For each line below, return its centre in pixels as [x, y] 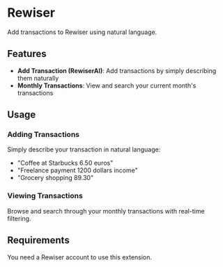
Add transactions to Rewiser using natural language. [82, 32]
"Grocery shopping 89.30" [55, 178]
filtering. [19, 218]
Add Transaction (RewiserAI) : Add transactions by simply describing [117, 70]
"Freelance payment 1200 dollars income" [77, 170]
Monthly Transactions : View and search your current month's [107, 86]
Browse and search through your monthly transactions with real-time [106, 211]
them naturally [38, 78]
